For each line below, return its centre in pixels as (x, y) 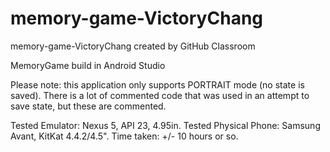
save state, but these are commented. (88, 106)
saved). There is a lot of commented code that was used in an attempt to (160, 95)
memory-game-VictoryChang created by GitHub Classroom (133, 46)
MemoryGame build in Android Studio (88, 65)
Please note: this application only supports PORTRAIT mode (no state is (157, 84)
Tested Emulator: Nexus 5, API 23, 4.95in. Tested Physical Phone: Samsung (165, 125)
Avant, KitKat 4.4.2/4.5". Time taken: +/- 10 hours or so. (124, 136)
